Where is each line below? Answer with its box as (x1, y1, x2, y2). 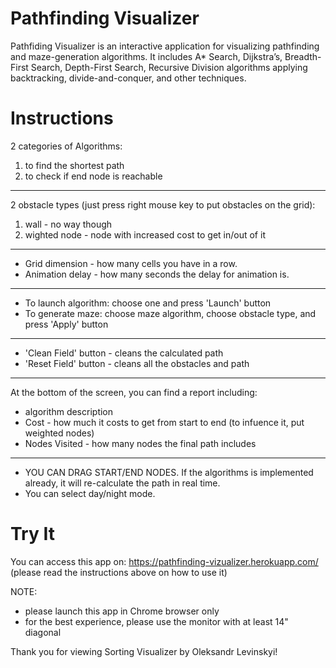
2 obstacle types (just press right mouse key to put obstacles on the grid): (10, 198, 316, 211)
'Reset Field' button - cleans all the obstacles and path (24, 357, 250, 369)
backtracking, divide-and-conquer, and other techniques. (10, 72, 247, 84)
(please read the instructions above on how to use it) (10, 566, 228, 578)
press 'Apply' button (24, 318, 109, 330)
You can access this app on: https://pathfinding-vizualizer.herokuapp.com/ (10, 555, 319, 567)
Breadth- (284, 50, 322, 62)
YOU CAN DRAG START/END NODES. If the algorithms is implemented (24, 466, 314, 478)
